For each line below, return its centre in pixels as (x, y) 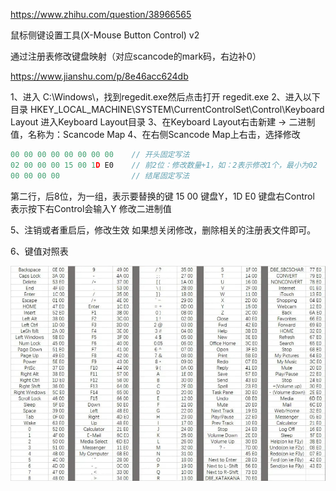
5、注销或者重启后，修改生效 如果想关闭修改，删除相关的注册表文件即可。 (163, 230)
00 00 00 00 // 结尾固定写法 (100, 175)
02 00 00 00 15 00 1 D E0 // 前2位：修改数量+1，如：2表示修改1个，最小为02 (164, 165)
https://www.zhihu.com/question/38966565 (101, 14)
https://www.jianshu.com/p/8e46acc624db (99, 76)
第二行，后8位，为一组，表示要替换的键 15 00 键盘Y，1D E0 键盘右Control (162, 196)
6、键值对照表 (39, 251)
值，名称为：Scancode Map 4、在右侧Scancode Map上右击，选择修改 (155, 134)
